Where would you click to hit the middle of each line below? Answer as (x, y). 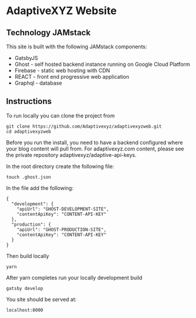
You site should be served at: (41, 299)
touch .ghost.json (29, 177)
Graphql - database (38, 83)
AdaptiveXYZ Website (62, 11)
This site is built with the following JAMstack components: (77, 46)
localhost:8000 (25, 310)
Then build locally (28, 256)
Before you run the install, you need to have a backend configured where (95, 142)
